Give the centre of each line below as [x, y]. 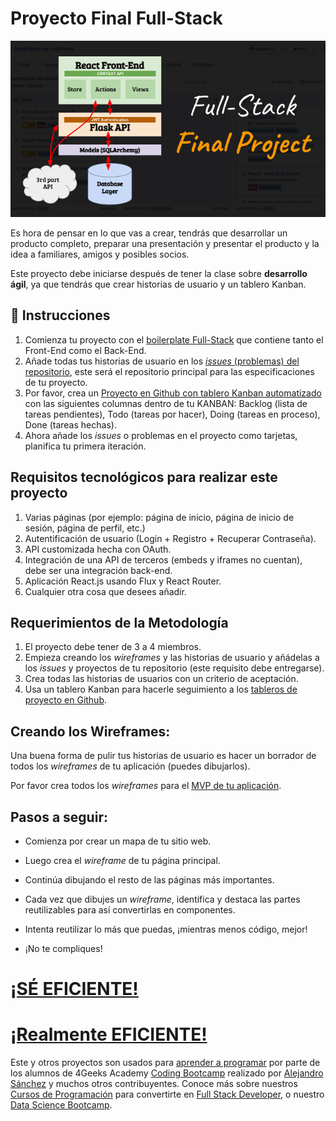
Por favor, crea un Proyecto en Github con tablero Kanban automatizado [173, 393]
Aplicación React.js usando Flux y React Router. [123, 581]
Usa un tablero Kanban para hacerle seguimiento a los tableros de [161, 689]
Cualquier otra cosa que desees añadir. [105, 591]
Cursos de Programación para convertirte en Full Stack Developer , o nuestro [167, 1094]
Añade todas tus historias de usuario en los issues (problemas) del [162, 361]
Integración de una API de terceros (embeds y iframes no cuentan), [163, 559]
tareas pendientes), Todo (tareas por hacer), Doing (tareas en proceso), [172, 414]
